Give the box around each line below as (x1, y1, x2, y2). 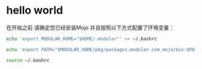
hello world (6, 4, 63, 17)
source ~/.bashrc (6, 57, 50, 63)
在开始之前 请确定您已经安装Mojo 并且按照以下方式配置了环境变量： (6, 24, 174, 31)
